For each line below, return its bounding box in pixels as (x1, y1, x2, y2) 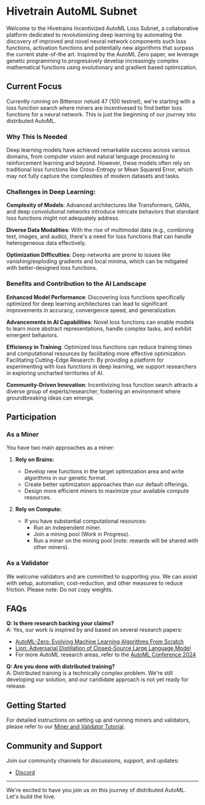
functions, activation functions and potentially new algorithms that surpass (6, 44, 194, 51)
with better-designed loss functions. (6, 264, 98, 272)
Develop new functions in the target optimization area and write (24, 468, 184, 475)
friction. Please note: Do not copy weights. (6, 586, 113, 593)
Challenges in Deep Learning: (6, 187, 96, 196)
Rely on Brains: (15, 456, 55, 463)
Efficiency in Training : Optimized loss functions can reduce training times (6, 343, 192, 350)
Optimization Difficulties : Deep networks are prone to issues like (6, 251, 171, 258)
